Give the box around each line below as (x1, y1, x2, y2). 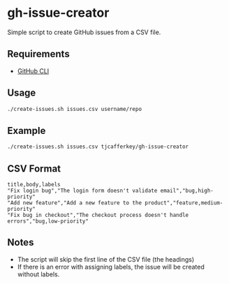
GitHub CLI (17, 66, 50, 75)
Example (7, 124, 46, 137)
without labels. (17, 270, 60, 278)
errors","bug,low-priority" (7, 218, 89, 225)
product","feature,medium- (144, 199, 223, 207)
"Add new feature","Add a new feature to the (7, 199, 142, 207)
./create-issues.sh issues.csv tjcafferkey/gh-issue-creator (7, 143, 189, 151)
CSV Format (7, 163, 61, 174)
